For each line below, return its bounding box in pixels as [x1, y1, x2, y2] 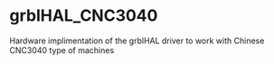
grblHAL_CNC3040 [9, 5, 158, 26]
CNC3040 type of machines [9, 44, 115, 55]
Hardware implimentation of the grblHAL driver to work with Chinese [9, 35, 265, 46]
